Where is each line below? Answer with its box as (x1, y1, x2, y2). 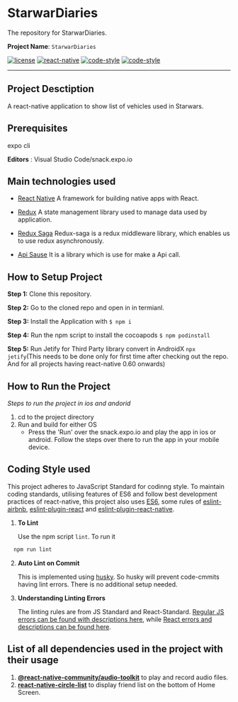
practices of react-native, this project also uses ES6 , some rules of (7, 497, 202, 506)
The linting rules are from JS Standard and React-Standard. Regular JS (17, 607, 225, 616)
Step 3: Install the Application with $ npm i (7, 317, 132, 326)
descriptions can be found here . (17, 622, 112, 631)
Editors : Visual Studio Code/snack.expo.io (7, 154, 133, 164)
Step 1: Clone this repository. (7, 290, 92, 298)
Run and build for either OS (17, 420, 97, 429)
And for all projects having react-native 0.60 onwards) (7, 360, 166, 368)
